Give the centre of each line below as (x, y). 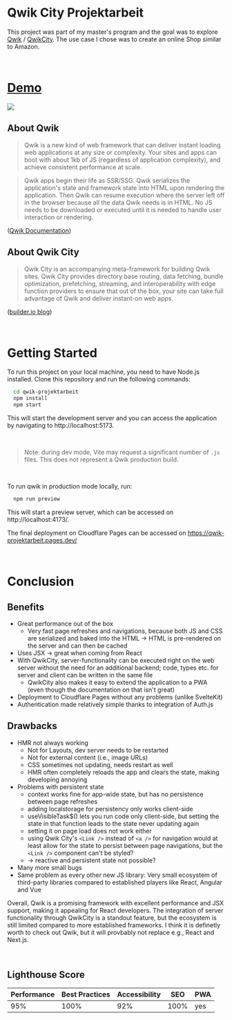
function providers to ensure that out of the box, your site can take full (124, 291)
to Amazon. (23, 46)
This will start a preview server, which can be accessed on (90, 512)
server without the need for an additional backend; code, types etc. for (118, 668)
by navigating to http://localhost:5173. (61, 426)
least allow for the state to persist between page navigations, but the (125, 845)
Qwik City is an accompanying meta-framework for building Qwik (117, 269)
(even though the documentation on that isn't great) (101, 690)
